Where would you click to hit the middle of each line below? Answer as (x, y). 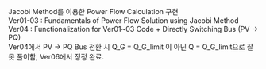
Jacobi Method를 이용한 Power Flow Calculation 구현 (93, 11)
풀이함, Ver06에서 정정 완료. (60, 57)
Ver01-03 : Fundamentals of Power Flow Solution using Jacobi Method (123, 21)
